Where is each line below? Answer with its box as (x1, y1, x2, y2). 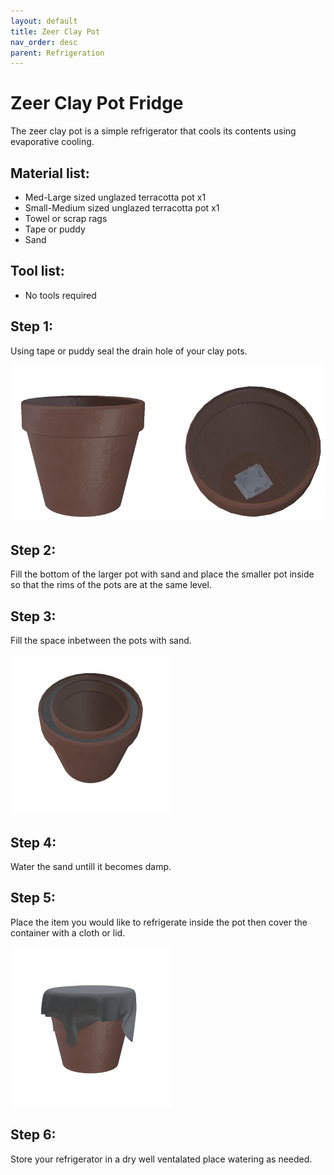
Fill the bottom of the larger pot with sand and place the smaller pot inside (10, 568, 315, 580)
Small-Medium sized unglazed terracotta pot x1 (24, 202, 220, 214)
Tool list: (10, 263, 65, 280)
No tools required (24, 289, 97, 301)
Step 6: (10, 1126, 57, 1144)
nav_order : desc (10, 37, 78, 47)
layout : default (10, 16, 78, 26)
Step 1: (10, 318, 54, 335)
